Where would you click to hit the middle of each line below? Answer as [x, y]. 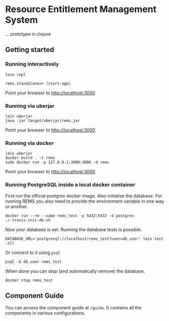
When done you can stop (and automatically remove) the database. [75, 271]
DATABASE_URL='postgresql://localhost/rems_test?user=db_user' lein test [84, 239]
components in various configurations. [45, 313]
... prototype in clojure [28, 34]
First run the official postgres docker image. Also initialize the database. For [84, 196]
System [22, 20]
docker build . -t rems [30, 158]
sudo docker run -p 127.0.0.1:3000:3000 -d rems [57, 162]
